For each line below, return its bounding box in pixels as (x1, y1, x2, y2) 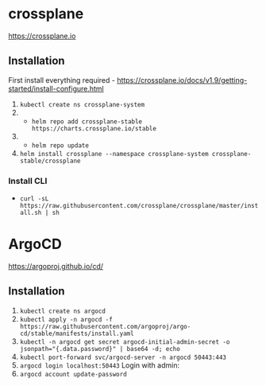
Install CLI (8, 175, 48, 186)
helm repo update (31, 141, 90, 150)
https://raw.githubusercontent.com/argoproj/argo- (19, 322, 191, 330)
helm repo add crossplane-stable (31, 117, 143, 126)
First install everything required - (8, 75, 115, 84)
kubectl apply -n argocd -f (19, 315, 113, 323)
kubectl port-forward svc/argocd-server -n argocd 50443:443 (19, 353, 227, 361)
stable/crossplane (19, 157, 81, 165)
